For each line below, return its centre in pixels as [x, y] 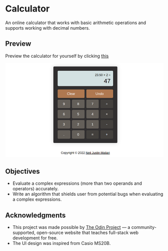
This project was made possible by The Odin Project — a [71, 227]
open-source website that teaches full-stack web [88, 232]
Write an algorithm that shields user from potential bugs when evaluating [88, 194]
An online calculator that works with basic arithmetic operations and [76, 23]
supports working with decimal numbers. [48, 28]
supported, [24, 232]
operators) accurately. [35, 189]
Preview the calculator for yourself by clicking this [57, 56]
